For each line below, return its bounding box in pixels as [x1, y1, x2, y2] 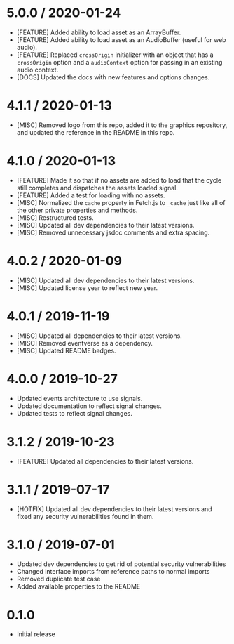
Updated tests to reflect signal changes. [16, 409, 132, 417]
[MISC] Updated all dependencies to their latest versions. [16, 331, 183, 340]
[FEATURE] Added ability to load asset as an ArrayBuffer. [16, 28, 181, 37]
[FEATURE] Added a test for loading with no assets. [16, 191, 165, 199]
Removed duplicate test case [16, 574, 101, 584]
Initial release [16, 630, 55, 638]
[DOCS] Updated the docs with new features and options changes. [16, 72, 210, 81]
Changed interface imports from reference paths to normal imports [16, 567, 210, 576]
